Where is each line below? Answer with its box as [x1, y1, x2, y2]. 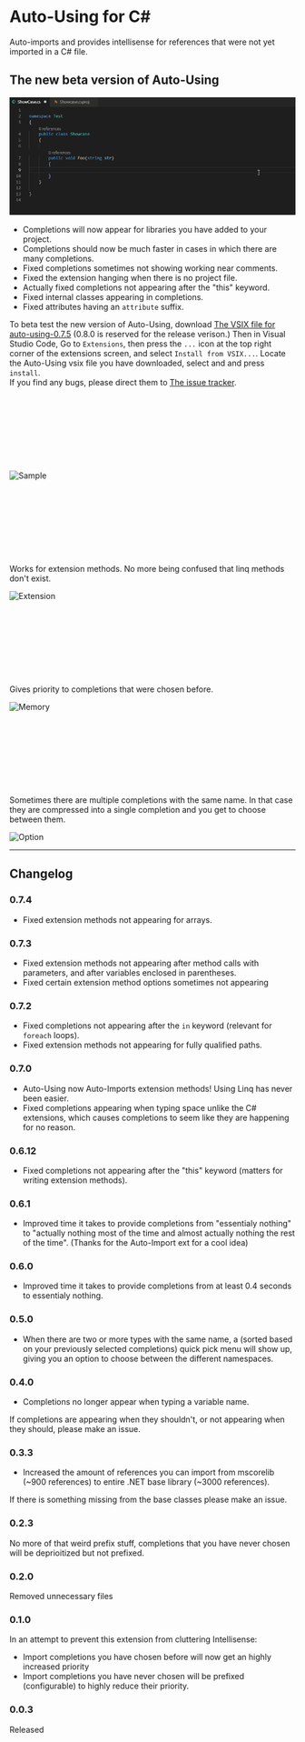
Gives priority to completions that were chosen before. [9, 684, 213, 695]
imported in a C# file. [9, 45, 88, 56]
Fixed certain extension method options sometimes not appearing [22, 977, 270, 987]
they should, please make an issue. [9, 1424, 141, 1435]
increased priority [22, 1661, 90, 1672]
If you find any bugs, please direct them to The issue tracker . [9, 377, 237, 388]
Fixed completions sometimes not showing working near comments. [22, 263, 279, 274]
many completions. [22, 253, 94, 265]
